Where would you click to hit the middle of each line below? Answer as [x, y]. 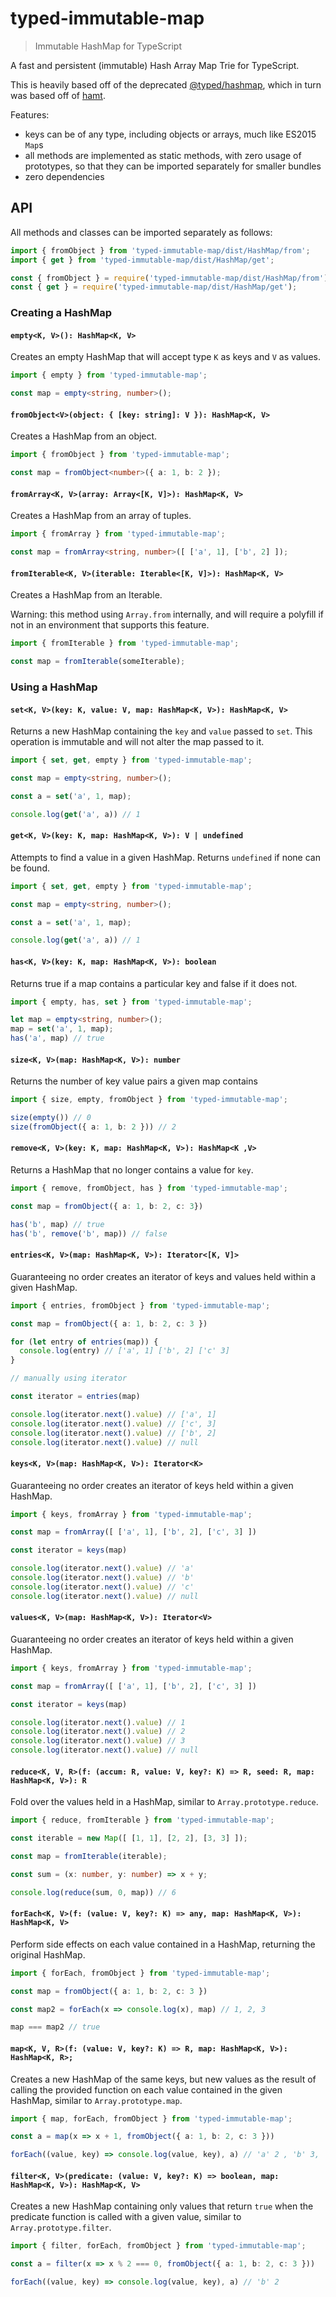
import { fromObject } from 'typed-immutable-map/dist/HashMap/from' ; [160, 250]
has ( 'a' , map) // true [57, 1038]
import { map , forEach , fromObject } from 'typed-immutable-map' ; [151, 2118]
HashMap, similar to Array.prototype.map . [96, 2100]
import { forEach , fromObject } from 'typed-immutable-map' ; [140, 1973]
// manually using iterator [69, 1378]
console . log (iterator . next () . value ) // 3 [98, 1741]
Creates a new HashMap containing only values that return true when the [162, 2206]
